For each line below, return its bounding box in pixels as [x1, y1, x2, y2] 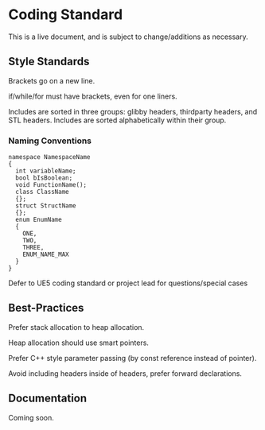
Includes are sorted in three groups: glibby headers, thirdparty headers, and [8, 107, 258, 116]
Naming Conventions [8, 135, 92, 146]
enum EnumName [15, 216, 62, 224]
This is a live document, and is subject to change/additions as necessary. [8, 32, 248, 41]
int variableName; [15, 167, 77, 176]
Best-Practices [8, 301, 84, 315]
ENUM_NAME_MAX [22, 250, 69, 259]
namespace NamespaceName [8, 153, 91, 161]
